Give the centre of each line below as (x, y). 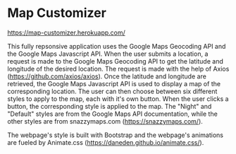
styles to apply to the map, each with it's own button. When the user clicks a (118, 99)
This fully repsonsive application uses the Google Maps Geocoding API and (117, 46)
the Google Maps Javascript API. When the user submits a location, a (108, 54)
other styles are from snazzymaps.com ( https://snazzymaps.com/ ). (105, 121)
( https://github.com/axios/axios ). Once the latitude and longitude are (107, 76)
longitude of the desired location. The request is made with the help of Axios (118, 69)
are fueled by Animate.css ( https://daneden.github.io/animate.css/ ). (106, 142)
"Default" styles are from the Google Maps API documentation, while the (113, 114)
